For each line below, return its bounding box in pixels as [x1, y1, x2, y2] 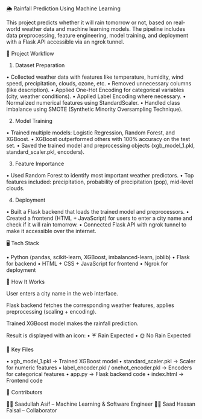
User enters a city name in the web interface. [6, 290, 119, 297]
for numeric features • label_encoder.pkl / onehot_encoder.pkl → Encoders [6, 364, 192, 371]
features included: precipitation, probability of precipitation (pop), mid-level [6, 178, 194, 185]
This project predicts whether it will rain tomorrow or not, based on [6, 19, 172, 26]
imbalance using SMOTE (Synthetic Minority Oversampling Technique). [6, 105, 183, 113]
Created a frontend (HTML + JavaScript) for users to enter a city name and [6, 214, 193, 222]
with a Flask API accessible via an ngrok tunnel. [6, 38, 125, 45]
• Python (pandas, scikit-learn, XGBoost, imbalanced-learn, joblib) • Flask [6, 254, 190, 260]
